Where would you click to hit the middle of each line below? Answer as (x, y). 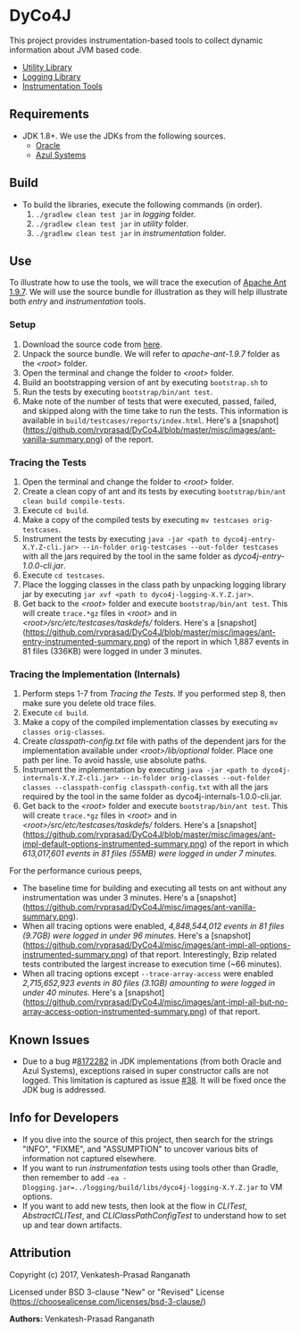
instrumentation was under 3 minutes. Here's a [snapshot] (129, 898)
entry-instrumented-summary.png (85, 641)
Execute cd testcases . (63, 575)
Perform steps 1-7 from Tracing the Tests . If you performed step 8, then (154, 694)
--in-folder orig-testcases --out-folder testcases (180, 547)
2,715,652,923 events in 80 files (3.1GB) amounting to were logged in (149, 983)
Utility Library (47, 67)
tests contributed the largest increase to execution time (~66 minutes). (152, 964)
